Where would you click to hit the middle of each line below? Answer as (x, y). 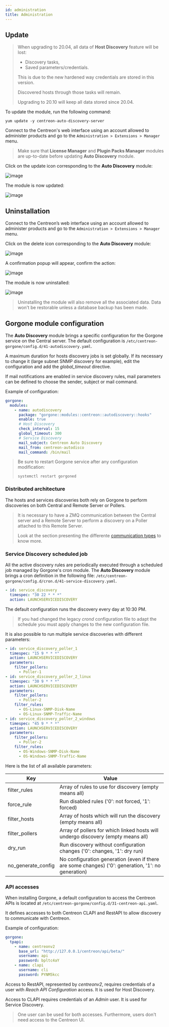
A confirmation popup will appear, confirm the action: (60, 263)
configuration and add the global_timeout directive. (58, 366)
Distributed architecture (35, 489)
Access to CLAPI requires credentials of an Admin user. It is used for (76, 999)
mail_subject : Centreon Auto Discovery (60, 443)
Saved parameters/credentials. (57, 67)
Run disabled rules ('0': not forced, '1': (105, 801)
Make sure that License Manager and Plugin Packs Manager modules (91, 151)
